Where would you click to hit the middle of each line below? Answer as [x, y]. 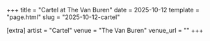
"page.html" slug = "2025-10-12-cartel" [63, 17]
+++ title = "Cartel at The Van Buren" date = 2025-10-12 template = [103, 10]
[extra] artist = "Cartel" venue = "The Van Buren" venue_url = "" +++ [105, 30]
